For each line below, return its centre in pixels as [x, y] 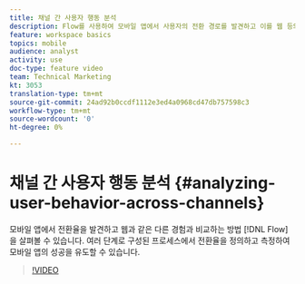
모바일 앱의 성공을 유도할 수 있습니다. [75, 251]
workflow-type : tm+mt [50, 111]
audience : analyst [44, 52]
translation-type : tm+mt [56, 93]
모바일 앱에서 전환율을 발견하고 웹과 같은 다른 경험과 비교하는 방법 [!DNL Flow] [149, 229]
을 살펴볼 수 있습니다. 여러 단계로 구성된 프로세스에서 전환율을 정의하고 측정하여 [150, 240]
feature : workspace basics [60, 34]
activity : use [36, 60]
